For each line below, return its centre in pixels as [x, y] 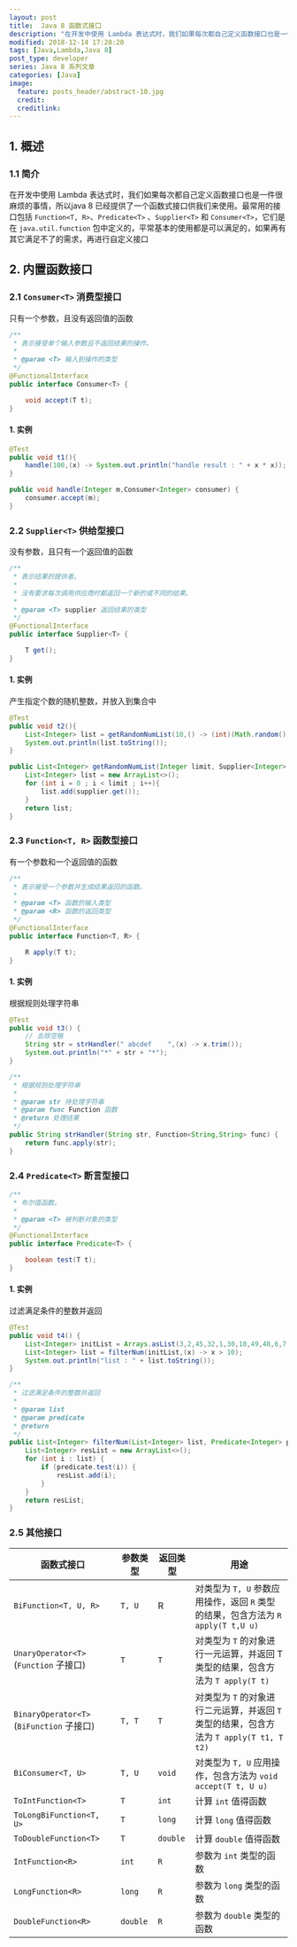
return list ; [49, 808]
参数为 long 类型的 [233, 1885]
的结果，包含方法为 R [239, 1615]
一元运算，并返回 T [244, 1654]
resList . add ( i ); [86, 1475]
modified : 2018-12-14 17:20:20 [67, 42]
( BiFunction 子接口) [54, 1725]
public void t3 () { [45, 1028]
